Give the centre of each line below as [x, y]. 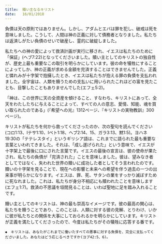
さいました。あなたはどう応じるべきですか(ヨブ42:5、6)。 [59, 237]
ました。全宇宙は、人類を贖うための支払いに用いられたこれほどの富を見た [79, 81]
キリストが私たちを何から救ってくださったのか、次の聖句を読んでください [79, 126]
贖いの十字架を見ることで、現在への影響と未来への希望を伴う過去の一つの [79, 169]
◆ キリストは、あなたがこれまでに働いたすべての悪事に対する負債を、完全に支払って [78, 232]
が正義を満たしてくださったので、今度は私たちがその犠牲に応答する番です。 [81, 222]
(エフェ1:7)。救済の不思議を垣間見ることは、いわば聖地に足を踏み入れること [81, 187]
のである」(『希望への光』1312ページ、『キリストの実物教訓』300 [90, 110]
